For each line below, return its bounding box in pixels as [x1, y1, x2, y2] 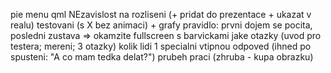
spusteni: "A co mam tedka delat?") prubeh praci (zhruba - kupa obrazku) [10, 51, 314, 63]
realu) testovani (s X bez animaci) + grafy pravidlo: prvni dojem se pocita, [10, 19, 313, 31]
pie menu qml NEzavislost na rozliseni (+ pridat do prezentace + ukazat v [10, 9, 312, 20]
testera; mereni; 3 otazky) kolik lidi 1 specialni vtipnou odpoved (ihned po [10, 40, 312, 52]
